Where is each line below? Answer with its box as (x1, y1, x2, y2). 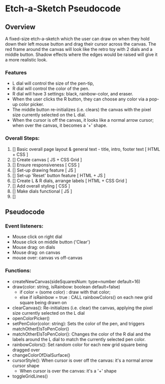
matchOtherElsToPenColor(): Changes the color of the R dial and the (12, 331, 151, 337)
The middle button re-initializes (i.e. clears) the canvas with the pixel (12, 107, 151, 113)
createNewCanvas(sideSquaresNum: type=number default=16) (12, 278, 140, 285)
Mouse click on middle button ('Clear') (12, 239, 91, 245)
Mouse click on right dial (12, 234, 63, 240)
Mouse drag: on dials (12, 244, 56, 250)
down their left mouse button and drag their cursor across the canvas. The (5, 41, 157, 47)
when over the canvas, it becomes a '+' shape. (12, 122, 107, 129)
